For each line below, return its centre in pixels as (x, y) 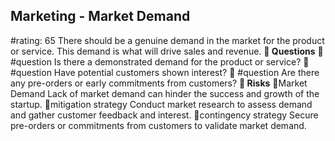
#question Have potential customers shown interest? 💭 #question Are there (165, 72)
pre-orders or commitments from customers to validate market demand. (158, 125)
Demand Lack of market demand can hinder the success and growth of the (165, 93)
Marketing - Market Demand (100, 16)
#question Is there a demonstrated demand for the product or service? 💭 (160, 61)
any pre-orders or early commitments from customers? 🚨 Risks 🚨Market (159, 83)
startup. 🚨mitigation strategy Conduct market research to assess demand (161, 104)
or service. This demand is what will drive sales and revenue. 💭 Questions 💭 (167, 51)
